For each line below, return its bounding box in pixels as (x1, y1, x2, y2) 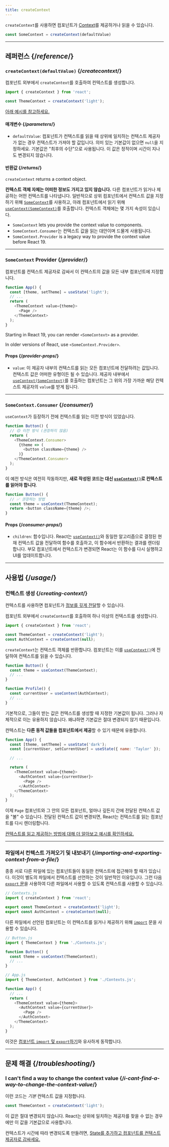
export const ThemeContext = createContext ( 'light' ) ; (5, 905, 121, 910)
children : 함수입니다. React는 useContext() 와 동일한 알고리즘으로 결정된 (12, 533, 157, 539)
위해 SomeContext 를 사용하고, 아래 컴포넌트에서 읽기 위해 (14, 199, 125, 205)
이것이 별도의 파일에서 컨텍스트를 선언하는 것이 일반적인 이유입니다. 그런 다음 (12, 874, 162, 880)
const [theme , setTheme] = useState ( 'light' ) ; (10, 289, 109, 294)
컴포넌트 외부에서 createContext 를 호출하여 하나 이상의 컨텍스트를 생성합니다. (5, 613, 158, 619)
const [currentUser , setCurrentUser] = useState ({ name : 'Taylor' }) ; (10, 746, 161, 752)
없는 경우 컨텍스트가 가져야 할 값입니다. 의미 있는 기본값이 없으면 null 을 (18, 139, 158, 145)
